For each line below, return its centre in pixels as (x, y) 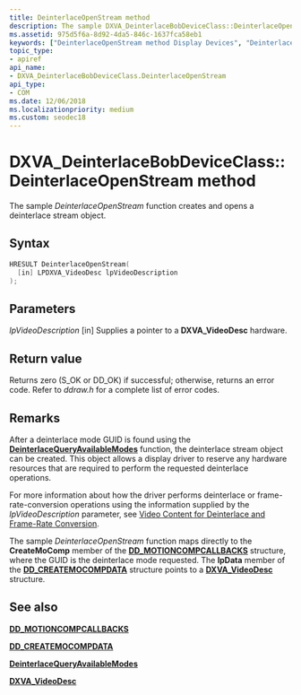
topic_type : (31, 51)
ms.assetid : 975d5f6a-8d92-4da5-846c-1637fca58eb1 (106, 34)
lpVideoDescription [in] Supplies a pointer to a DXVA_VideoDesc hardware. (149, 330)
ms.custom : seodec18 (48, 117)
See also (34, 608)
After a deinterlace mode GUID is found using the (100, 439)
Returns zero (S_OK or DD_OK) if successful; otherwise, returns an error (142, 380)
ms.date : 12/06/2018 (48, 101)
